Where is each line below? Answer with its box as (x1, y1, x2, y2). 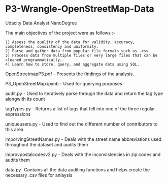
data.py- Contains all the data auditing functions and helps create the (5, 166, 150, 173)
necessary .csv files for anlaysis (5, 172, 73, 178)
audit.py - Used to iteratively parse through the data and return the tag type (5, 90, 163, 97)
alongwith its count (5, 96, 45, 102)
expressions (5, 111, 31, 117)
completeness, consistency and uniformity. (5, 44, 99, 49)
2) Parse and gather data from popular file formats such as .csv (5, 48, 149, 53)
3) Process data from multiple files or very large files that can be (5, 53, 158, 58)
